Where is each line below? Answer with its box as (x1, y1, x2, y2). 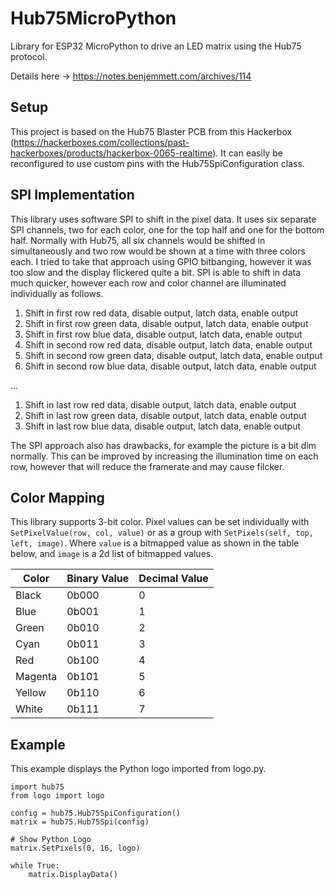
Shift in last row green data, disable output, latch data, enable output (24, 409, 307, 421)
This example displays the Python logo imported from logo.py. (10, 763, 267, 775)
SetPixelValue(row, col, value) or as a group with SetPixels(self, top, (10, 527, 314, 539)
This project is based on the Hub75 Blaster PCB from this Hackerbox (10, 125, 293, 137)
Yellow (15, 686, 47, 700)
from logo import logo (10, 791, 105, 801)
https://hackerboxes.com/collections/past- (13, 136, 190, 148)
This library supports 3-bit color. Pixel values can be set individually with (10, 516, 310, 528)
